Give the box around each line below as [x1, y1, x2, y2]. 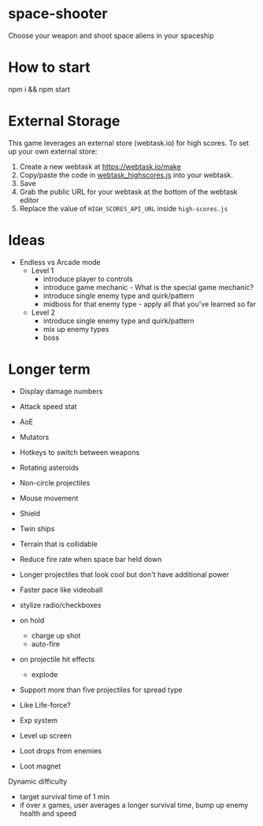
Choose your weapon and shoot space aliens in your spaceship [8, 31, 214, 40]
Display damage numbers [19, 386, 103, 396]
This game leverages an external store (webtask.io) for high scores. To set [8, 138, 250, 147]
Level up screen [19, 731, 72, 740]
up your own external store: [8, 147, 98, 156]
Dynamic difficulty [8, 776, 68, 786]
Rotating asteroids [19, 463, 79, 472]
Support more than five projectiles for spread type [19, 685, 183, 694]
